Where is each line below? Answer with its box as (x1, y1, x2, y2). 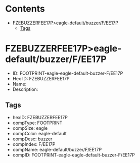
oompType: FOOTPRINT (12, 120, 63, 126)
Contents (5, 3, 45, 15)
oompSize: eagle (12, 125, 48, 131)
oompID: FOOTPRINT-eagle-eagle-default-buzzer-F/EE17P (12, 152, 135, 158)
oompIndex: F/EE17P (12, 141, 56, 147)
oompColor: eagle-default (12, 130, 67, 136)
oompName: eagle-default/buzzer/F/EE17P (12, 146, 102, 152)
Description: (12, 86, 38, 92)
